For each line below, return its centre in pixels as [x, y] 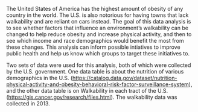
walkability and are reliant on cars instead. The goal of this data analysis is [99, 21]
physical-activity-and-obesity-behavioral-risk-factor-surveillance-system [97, 84]
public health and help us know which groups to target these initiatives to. [98, 53]
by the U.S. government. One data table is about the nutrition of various [95, 71]
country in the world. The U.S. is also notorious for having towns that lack [97, 15]
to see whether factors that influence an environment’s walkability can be [97, 28]
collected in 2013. [28, 104]
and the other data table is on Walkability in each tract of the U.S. [87, 91]
